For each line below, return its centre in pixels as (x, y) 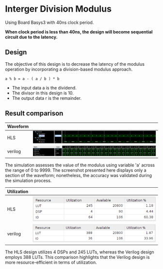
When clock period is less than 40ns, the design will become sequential (79, 32)
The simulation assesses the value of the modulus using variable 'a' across (80, 165)
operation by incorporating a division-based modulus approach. (69, 69)
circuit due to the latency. (31, 37)
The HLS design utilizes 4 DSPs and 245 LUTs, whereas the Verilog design (80, 252)
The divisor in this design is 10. (43, 93)
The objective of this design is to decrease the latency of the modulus (75, 64)
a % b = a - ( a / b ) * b (32, 79)
